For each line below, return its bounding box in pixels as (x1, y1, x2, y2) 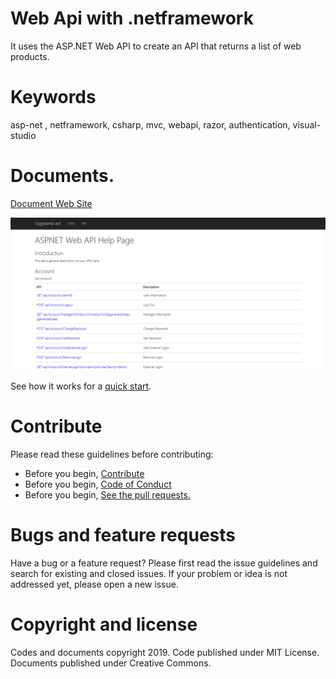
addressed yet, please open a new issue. (10, 578, 179, 590)
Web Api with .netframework (10, 7, 254, 30)
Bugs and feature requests (10, 524, 236, 547)
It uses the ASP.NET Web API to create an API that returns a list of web (10, 40, 302, 52)
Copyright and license (10, 613, 198, 636)
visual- (292, 118, 322, 131)
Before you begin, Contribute (24, 467, 145, 479)
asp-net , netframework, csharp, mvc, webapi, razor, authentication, (10, 118, 291, 131)
